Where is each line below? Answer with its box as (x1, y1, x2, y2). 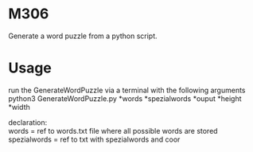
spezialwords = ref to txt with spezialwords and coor (8, 134, 181, 144)
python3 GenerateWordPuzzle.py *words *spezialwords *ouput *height (8, 93, 242, 103)
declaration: (8, 117, 48, 127)
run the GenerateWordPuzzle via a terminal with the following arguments (8, 85, 246, 95)
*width (8, 102, 30, 111)
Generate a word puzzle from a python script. (8, 31, 158, 41)
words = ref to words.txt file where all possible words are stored (8, 126, 218, 135)
